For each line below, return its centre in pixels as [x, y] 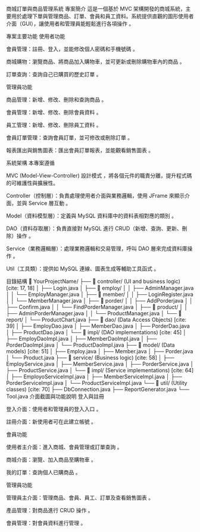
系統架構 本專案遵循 [30, 163]
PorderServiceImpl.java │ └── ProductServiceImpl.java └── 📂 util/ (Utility [97, 383]
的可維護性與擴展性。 [32, 183]
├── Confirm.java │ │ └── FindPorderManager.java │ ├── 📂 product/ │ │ [97, 307]
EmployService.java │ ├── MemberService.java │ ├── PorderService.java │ [100, 364]
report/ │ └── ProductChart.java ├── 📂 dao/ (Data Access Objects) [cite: [96, 320]
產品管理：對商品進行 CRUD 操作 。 [50, 510]
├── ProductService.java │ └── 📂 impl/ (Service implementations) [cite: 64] [100, 370]
